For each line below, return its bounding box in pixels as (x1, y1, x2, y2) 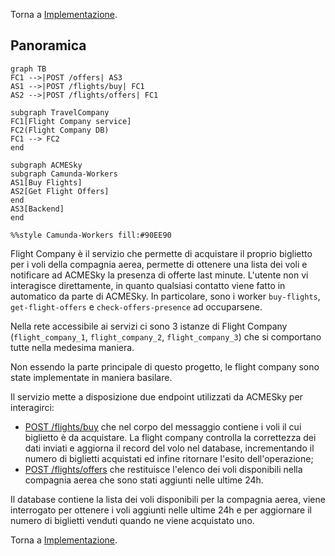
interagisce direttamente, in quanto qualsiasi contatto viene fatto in (10, 279, 286, 291)
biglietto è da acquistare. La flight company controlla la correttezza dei (24, 431, 317, 443)
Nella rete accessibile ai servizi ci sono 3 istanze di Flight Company (10, 320, 288, 332)
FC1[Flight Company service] (10, 116, 132, 126)
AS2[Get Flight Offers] (10, 186, 110, 196)
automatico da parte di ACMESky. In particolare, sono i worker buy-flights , (10, 290, 321, 302)
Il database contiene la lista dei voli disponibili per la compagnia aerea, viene (10, 493, 326, 505)
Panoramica (10, 37, 87, 54)
